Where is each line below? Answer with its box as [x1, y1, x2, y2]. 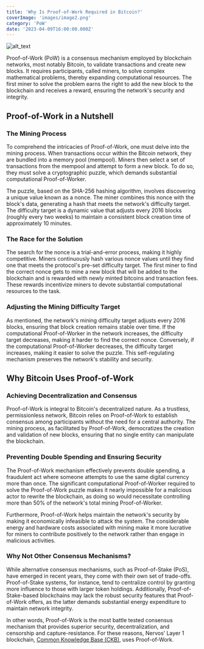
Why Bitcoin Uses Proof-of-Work [6, 373, 134, 383]
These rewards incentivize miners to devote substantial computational [6, 281, 183, 288]
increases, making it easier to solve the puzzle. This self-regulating [6, 349, 175, 356]
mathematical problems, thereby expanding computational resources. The [6, 74, 192, 81]
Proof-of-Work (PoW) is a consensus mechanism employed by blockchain [6, 54, 192, 62]
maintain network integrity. [6, 605, 74, 612]
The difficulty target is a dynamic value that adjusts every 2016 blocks [6, 207, 182, 214]
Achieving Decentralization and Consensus [6, 391, 138, 400]
